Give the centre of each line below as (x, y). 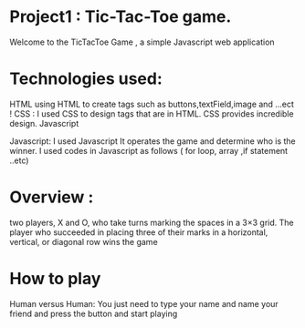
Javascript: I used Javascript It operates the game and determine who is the (152, 141)
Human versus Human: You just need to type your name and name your (144, 303)
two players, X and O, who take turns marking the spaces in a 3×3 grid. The (152, 222)
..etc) (19, 160)
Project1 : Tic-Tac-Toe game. (121, 17)
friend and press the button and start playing (94, 313)
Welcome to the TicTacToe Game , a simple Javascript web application (142, 42)
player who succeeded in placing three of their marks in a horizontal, (139, 232)
